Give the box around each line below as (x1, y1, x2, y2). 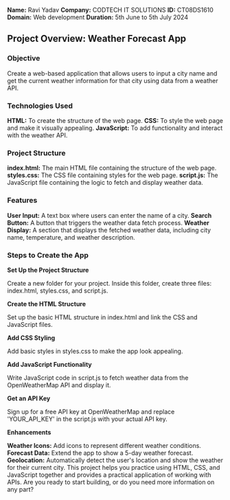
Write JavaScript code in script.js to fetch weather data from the (7, 374, 189, 382)
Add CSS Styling (7, 333, 56, 342)
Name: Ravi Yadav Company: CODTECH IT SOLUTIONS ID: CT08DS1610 (7, 6, 214, 14)
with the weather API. (7, 130, 68, 139)
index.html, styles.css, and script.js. (7, 286, 108, 295)
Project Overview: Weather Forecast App (7, 33, 187, 45)
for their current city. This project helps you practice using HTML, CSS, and (7, 463, 220, 471)
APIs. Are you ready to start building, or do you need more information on (7, 477, 215, 486)
